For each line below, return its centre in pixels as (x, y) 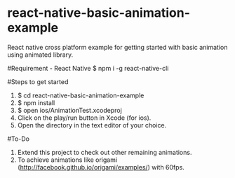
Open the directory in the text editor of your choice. (92, 125)
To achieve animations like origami (67, 160)
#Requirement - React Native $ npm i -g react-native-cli (88, 68)
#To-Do (19, 139)
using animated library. (40, 55)
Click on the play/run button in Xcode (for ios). (84, 118)
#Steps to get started (38, 81)
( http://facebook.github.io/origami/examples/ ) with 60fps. (101, 167)
